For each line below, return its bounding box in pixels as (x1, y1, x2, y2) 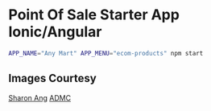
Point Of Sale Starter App (8, 6, 180, 24)
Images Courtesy (8, 72, 97, 85)
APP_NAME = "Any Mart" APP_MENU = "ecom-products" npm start (8, 49, 204, 57)
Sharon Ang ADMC (8, 92, 71, 102)
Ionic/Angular (8, 23, 102, 41)
